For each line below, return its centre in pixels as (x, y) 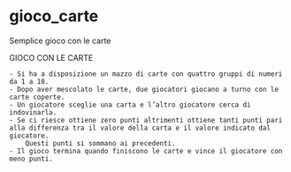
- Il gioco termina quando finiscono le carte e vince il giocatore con (146, 151)
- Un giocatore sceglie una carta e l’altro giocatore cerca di (130, 105)
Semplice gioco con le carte (60, 41)
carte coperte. (37, 97)
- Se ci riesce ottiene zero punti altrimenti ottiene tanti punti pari (146, 120)
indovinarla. (33, 112)
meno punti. (31, 159)
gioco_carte (54, 16)
